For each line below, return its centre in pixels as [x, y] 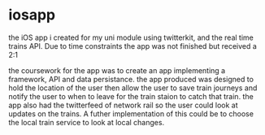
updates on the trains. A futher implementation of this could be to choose [131, 113]
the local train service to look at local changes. [87, 122]
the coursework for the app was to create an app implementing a [117, 70]
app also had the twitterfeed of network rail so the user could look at [123, 105]
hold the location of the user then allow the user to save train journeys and [133, 88]
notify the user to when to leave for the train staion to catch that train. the [131, 96]
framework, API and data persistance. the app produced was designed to [131, 79]
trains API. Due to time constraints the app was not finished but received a [133, 46]
